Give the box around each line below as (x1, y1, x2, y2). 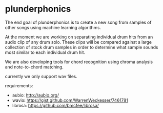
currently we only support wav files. (5, 73, 77, 79)
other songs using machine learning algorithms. (5, 24, 101, 30)
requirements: (5, 82, 33, 88)
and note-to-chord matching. (5, 64, 63, 70)
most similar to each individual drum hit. (5, 49, 85, 55)
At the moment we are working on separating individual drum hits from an (5, 34, 153, 40)
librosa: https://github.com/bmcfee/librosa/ (12, 102, 99, 108)
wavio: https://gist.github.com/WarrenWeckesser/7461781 (12, 97, 128, 103)
